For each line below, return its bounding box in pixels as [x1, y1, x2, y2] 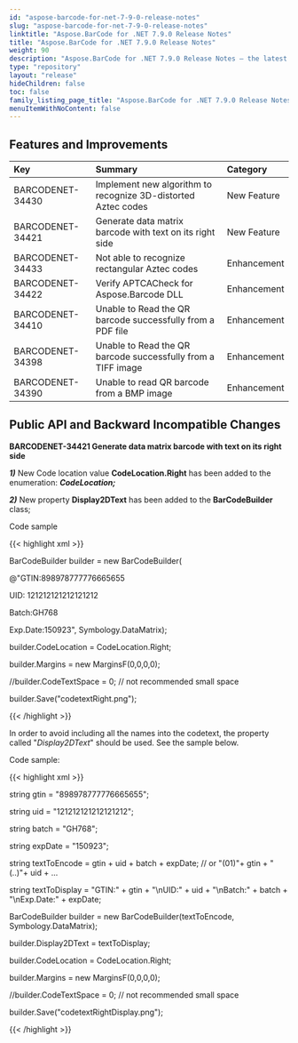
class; [9, 503, 31, 514]
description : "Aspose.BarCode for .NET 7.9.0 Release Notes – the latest [9, 54, 288, 63]
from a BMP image [95, 388, 173, 400]
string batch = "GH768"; [9, 823, 98, 834]
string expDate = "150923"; [9, 840, 109, 851]
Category [226, 164, 268, 176]
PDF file [95, 325, 129, 338]
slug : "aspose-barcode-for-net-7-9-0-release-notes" [9, 21, 208, 30]
